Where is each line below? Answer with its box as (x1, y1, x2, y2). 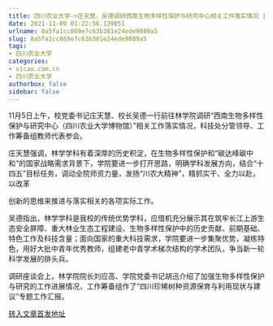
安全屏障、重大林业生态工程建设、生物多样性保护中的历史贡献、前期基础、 (15, 224, 265, 233)
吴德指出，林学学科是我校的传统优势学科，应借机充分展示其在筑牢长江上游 (8, 213, 258, 224)
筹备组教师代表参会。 (15, 131, 87, 141)
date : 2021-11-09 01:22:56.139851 (8, 20, 126, 28)
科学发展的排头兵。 (8, 254, 73, 264)
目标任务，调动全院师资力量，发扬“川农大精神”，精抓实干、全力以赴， (25, 168, 260, 179)
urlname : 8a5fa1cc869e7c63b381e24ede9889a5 (8, 27, 158, 35)
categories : (8, 58, 49, 66)
